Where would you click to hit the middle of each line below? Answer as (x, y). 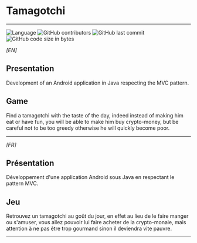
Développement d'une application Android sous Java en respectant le (90, 177)
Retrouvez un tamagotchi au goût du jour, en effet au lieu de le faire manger (97, 216)
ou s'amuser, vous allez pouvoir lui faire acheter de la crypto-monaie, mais (96, 222)
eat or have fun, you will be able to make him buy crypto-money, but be (92, 122)
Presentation (30, 69)
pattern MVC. (22, 184)
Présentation (30, 163)
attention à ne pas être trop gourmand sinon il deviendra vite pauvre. (89, 229)
